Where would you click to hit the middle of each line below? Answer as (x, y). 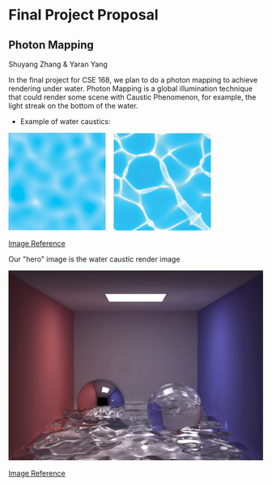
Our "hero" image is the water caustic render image (94, 259)
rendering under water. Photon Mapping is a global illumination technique (131, 88)
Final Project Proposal (83, 15)
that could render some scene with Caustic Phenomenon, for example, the (132, 97)
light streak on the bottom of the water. (73, 106)
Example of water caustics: (65, 122)
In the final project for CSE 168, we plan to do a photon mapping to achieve (133, 80)
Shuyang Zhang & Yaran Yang (58, 64)
